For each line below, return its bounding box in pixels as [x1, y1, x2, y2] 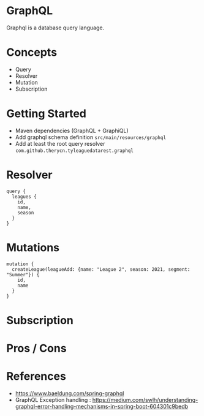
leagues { [12, 194, 37, 200]
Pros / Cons [6, 341, 67, 355]
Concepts [6, 45, 57, 59]
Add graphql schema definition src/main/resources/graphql [15, 133, 167, 141]
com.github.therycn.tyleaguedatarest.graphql [15, 148, 134, 154]
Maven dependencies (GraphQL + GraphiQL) [15, 127, 129, 134]
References [6, 369, 66, 384]
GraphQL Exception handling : [15, 396, 91, 403]
